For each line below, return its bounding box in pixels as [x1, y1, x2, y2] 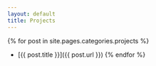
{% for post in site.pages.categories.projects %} [7, 36, 150, 45]
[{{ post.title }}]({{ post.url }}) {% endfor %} [17, 50, 146, 59]
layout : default [7, 10, 56, 18]
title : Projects [7, 17, 56, 24]
